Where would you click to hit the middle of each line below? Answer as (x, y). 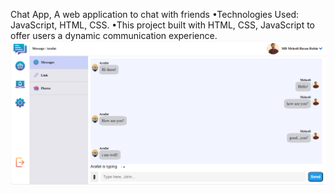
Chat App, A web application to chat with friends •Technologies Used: (155, 14)
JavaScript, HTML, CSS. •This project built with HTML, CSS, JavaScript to (163, 25)
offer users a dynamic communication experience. (114, 35)
